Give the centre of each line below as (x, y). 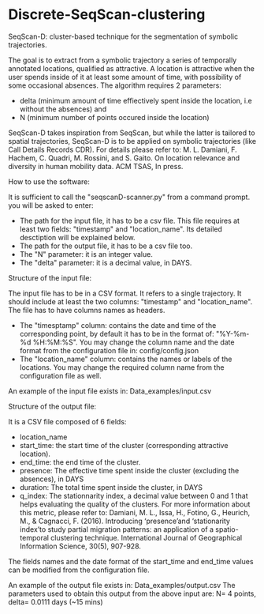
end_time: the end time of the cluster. (80, 462)
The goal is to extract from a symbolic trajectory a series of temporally (123, 60)
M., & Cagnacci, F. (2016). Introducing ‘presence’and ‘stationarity (125, 521)
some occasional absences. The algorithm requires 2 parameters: (115, 85)
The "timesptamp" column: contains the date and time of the (118, 325)
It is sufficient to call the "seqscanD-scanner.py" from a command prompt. (129, 197)
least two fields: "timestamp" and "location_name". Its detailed (121, 229)
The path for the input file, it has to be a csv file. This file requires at (130, 220)
